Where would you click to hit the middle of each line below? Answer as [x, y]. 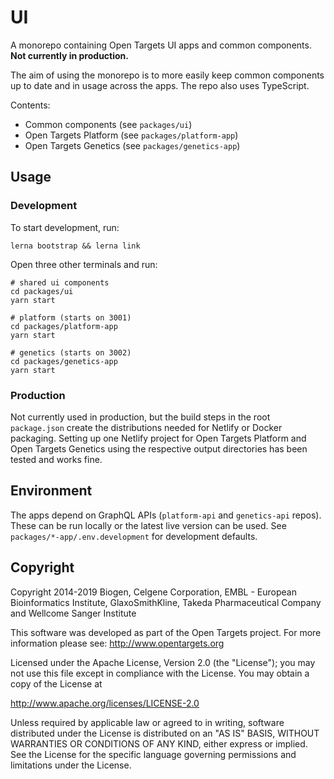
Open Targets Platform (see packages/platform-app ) [131, 135]
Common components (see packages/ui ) [108, 124]
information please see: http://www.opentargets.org [117, 643]
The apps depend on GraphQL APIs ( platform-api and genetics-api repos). [166, 515]
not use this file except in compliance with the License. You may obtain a [160, 673]
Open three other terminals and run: [84, 264]
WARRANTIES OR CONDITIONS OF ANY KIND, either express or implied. [159, 743]
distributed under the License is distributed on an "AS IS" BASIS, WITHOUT [165, 733]
